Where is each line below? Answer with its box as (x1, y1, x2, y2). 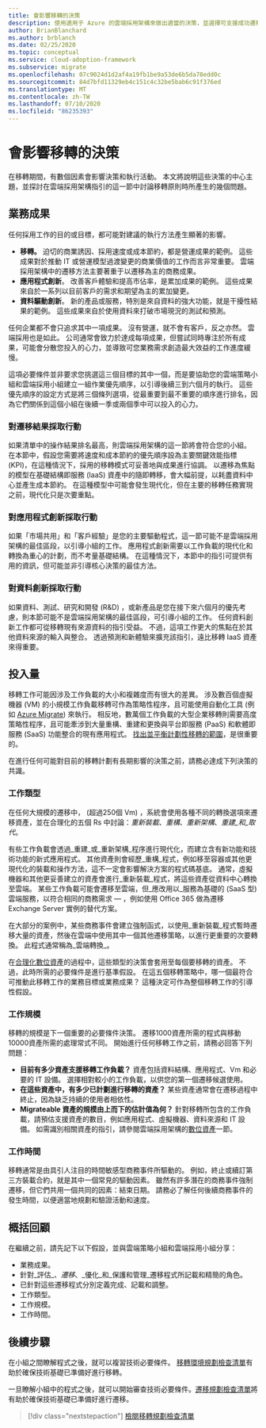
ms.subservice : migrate (8, 63, 87, 71)
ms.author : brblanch (8, 33, 77, 42)
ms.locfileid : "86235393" (8, 108, 93, 116)
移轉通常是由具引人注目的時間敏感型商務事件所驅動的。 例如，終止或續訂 (8, 1166, 246, 1175)
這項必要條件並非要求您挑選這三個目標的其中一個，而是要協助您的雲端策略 (8, 369, 251, 379)
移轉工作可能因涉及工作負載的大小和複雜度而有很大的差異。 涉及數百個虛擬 (8, 690, 253, 699)
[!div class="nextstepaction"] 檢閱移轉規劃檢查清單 (27, 1411, 195, 1420)
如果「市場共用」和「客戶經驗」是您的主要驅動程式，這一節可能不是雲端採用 (8, 531, 258, 541)
